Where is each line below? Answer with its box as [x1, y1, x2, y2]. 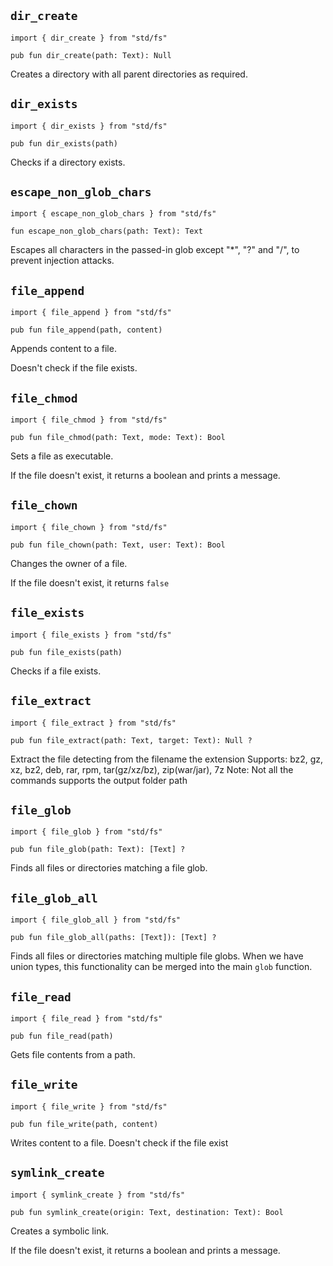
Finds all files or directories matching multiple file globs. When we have [10, 950, 304, 962]
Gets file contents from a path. [10, 1048, 136, 1060]
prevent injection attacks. [10, 255, 115, 267]
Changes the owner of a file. [10, 557, 128, 569]
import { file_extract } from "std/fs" [10, 718, 177, 728]
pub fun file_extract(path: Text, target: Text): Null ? [10, 735, 253, 745]
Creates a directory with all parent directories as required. [10, 68, 248, 80]
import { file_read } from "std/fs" [10, 1013, 163, 1024]
